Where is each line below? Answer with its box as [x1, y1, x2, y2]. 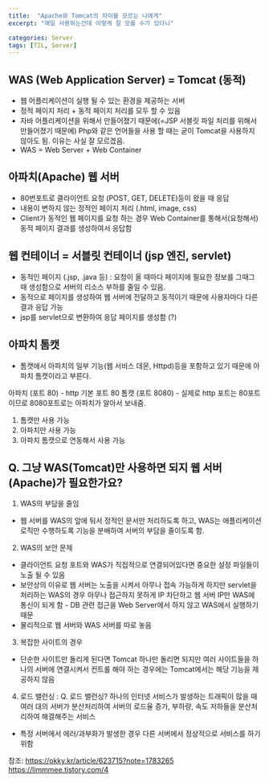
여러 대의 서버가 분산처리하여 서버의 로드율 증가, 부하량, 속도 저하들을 [19, 702, 237, 711]
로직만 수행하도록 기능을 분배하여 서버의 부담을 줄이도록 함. [19, 526, 205, 535]
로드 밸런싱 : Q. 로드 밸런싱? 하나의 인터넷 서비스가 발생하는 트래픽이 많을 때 [19, 692, 258, 702]
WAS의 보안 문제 [19, 543, 73, 553]
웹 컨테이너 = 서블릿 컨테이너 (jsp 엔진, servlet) [8, 249, 232, 263]
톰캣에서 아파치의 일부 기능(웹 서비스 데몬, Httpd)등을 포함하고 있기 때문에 [19, 361, 251, 371]
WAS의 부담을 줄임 [19, 499, 79, 509]
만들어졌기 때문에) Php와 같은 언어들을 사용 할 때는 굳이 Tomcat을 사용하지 [19, 126, 255, 136]
